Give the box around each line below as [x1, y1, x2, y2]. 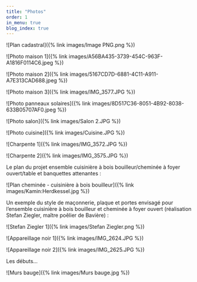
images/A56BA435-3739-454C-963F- [69, 53, 163, 60]
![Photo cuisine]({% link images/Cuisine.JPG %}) [6, 129, 125, 136]
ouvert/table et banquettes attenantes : [6, 170, 102, 177]
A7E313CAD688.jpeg [6, 77, 57, 84]
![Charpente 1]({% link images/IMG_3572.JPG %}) [6, 140, 128, 148]
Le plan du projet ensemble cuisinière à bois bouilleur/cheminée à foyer [6, 164, 180, 171]
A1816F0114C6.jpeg [6, 59, 53, 66]
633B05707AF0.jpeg [6, 106, 56, 113]
